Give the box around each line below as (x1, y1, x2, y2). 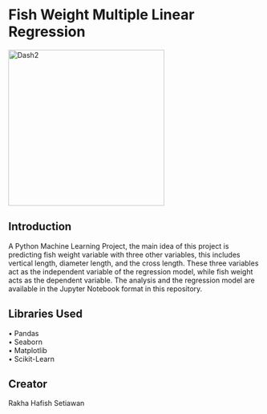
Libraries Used (8, 307, 83, 321)
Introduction (8, 220, 72, 233)
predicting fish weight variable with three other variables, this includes (8, 250, 241, 259)
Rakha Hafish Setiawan (8, 399, 85, 408)
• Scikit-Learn (8, 354, 55, 363)
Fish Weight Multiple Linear (8, 6, 195, 24)
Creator (8, 377, 48, 391)
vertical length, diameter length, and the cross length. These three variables (8, 258, 259, 268)
